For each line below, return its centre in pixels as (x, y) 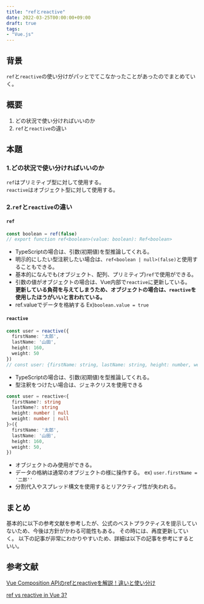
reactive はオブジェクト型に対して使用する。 (62, 190)
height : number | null (40, 413)
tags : (13, 29)
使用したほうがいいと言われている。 (60, 297)
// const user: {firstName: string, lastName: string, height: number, (99, 365)
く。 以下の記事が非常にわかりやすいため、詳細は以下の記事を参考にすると (100, 538)
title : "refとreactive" (36, 12)
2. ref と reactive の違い (39, 207)
